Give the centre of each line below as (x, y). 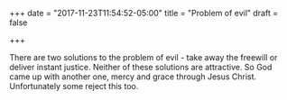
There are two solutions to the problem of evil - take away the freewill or (143, 57)
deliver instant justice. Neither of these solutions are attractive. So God (141, 67)
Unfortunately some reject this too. (74, 86)
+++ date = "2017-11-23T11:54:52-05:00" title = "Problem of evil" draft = (143, 13)
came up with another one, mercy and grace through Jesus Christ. (133, 77)
